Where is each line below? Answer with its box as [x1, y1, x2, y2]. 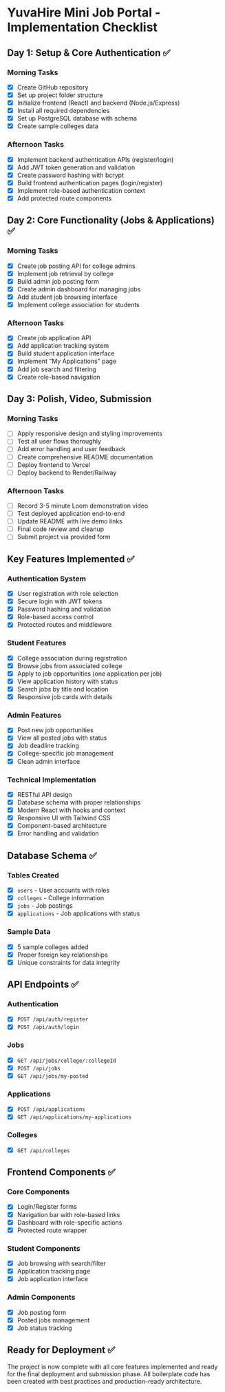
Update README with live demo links [17, 517, 122, 526]
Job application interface [17, 1275, 88, 1283]
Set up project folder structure [17, 91, 103, 99]
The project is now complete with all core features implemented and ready [7, 1362, 218, 1371]
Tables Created [7, 870, 60, 880]
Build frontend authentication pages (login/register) [17, 178, 163, 187]
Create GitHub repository [17, 83, 89, 91]
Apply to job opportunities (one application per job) [17, 669, 162, 678]
